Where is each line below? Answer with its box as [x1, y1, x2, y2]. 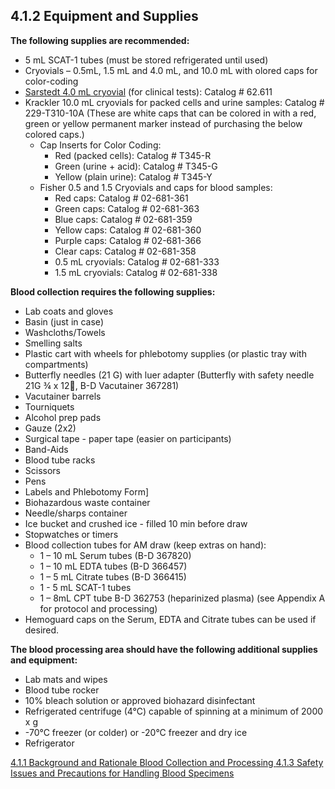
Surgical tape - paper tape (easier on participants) [24, 432, 232, 444]
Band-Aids [24, 443, 69, 455]
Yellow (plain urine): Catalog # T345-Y [54, 170, 213, 183]
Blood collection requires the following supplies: [10, 285, 216, 298]
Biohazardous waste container [24, 496, 151, 508]
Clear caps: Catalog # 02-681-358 [54, 245, 197, 257]
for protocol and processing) [39, 602, 158, 614]
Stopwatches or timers [24, 528, 119, 540]
